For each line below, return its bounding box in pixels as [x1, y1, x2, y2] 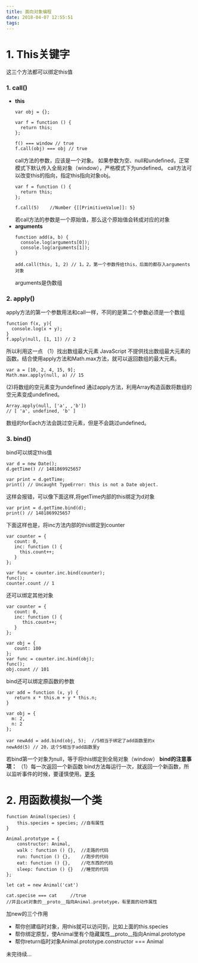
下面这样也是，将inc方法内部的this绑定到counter [6, 522, 125, 529]
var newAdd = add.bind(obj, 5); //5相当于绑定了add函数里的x [6, 738, 155, 744]
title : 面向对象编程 [6, 8, 52, 15]
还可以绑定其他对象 [6, 592, 54, 599]
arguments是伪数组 [14, 279, 63, 286]
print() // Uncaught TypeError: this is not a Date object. [6, 482, 159, 488]
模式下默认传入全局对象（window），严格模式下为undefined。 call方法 [14, 164, 187, 171]
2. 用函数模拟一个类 [6, 794, 103, 807]
